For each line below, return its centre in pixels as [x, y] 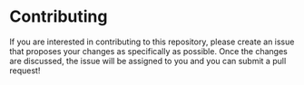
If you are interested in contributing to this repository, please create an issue [152, 42]
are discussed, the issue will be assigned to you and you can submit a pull [148, 61]
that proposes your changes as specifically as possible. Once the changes [148, 51]
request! [25, 71]
